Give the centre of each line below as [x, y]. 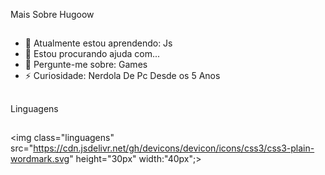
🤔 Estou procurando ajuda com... [92, 54]
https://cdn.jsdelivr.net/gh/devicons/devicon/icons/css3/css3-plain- [174, 148]
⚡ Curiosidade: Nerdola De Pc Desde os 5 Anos [122, 76]
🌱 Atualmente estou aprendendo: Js [98, 43]
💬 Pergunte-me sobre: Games [86, 65]
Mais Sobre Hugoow [52, 14]
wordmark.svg [40, 159]
